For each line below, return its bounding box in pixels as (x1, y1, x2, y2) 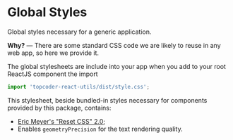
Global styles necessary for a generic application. (7, 27, 152, 36)
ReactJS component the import (7, 70, 98, 78)
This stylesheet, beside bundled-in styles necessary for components (7, 96, 208, 104)
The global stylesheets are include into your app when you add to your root (7, 62, 226, 70)
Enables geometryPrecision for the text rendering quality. (17, 125, 183, 133)
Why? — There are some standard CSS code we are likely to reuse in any (7, 41, 221, 49)
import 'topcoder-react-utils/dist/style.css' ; (7, 83, 150, 90)
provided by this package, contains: (7, 103, 112, 112)
